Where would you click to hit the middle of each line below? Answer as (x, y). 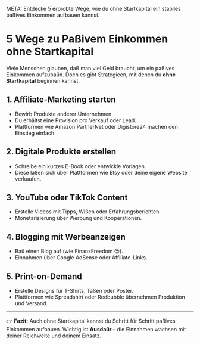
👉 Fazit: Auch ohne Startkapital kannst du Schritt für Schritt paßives (91, 321)
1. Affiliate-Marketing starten (61, 100)
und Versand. (31, 303)
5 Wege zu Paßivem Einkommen (87, 39)
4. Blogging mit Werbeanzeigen (66, 237)
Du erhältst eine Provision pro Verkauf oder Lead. (76, 120)
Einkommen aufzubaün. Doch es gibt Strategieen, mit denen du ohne (91, 75)
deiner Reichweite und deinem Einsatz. (54, 336)
